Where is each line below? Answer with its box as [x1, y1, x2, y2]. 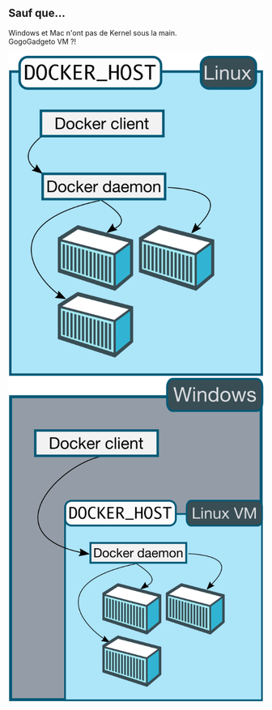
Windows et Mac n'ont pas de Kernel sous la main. [8, 28, 177, 37]
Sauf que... [8, 6, 66, 20]
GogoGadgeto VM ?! [8, 36, 77, 46]
